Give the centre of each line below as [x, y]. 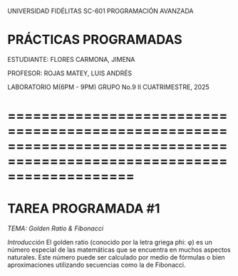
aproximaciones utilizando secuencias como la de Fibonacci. [97, 265]
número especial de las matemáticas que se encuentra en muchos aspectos [119, 250]
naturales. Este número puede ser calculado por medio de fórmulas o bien [117, 258]
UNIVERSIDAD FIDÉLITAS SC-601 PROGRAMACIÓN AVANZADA [100, 11]
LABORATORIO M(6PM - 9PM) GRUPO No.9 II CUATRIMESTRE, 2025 [108, 87]
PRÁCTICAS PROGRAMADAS [95, 40]
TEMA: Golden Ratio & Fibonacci [56, 228]
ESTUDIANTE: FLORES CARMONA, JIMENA [71, 59]
